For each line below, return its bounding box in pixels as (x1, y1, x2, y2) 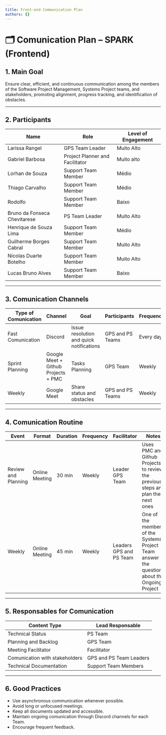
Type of (15, 310, 34, 317)
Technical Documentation (7, 662, 67, 669)
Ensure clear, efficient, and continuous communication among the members (5, 81, 160, 87)
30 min (56, 472, 73, 479)
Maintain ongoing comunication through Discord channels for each (12, 713, 149, 719)
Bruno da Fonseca (7, 210, 50, 217)
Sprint (7, 360, 22, 367)
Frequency (82, 433, 108, 440)
